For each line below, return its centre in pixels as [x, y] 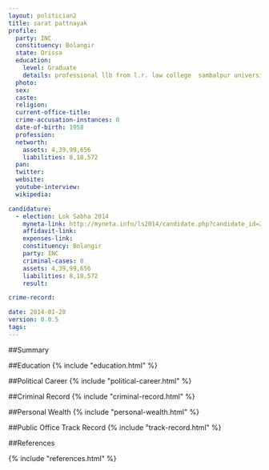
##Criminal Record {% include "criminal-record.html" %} [102, 396]
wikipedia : [34, 194]
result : [35, 283]
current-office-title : [53, 113]
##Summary [29, 350]
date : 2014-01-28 [37, 312]
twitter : [30, 172]
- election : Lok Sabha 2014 [62, 216]
